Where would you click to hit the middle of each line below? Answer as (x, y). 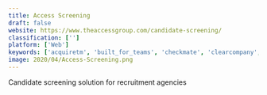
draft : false (30, 23)
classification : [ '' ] (44, 38)
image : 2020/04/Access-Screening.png (71, 60)
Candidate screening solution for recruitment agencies (97, 82)
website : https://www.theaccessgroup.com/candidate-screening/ (115, 30)
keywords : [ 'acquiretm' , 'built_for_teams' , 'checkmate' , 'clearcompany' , (135, 52)
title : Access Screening (49, 15)
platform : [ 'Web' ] (39, 45)
